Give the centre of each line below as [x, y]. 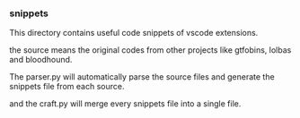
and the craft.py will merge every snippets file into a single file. [125, 104]
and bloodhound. [41, 60]
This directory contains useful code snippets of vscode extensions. [134, 33]
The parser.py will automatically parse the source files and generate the [142, 77]
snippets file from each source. [67, 87]
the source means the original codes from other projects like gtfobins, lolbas [150, 50]
